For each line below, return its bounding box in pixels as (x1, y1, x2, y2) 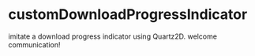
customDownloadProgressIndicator (8, 6, 248, 24)
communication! (8, 39, 61, 49)
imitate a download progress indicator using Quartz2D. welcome (8, 32, 217, 41)
